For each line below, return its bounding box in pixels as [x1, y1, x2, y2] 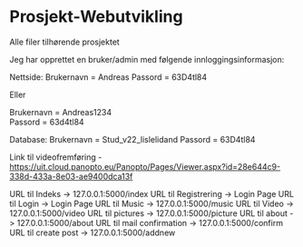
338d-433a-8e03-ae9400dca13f [9, 171, 133, 182]
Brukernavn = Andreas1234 [9, 106, 112, 117]
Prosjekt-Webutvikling [9, 6, 183, 27]
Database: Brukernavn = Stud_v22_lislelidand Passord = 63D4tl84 [9, 133, 256, 144]
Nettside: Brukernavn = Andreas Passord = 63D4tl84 [9, 71, 208, 83]
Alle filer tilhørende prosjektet [9, 36, 120, 47]
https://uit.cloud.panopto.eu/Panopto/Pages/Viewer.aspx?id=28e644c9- [9, 161, 281, 172]
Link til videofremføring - [9, 152, 103, 163]
